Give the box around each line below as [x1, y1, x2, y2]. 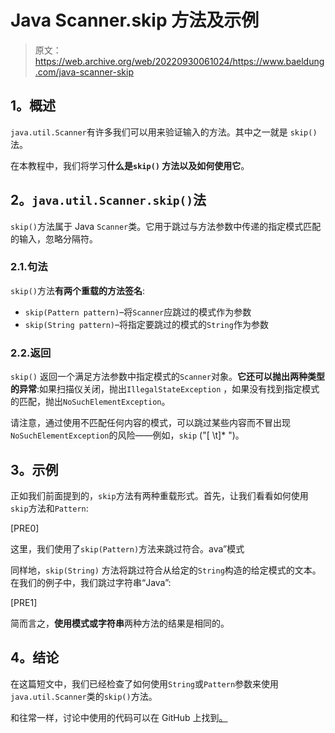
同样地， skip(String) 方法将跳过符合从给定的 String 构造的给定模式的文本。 [10, 564, 322, 576]
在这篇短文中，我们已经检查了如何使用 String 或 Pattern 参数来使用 [10, 677, 280, 690]
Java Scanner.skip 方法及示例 [10, 9, 260, 32]
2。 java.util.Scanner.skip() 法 [10, 192, 207, 209]
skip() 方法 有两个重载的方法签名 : [10, 284, 145, 296]
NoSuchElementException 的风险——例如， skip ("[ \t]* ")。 [10, 429, 245, 441]
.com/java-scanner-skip [34, 66, 134, 78]
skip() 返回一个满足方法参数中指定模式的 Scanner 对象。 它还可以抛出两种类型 [10, 371, 326, 383]
